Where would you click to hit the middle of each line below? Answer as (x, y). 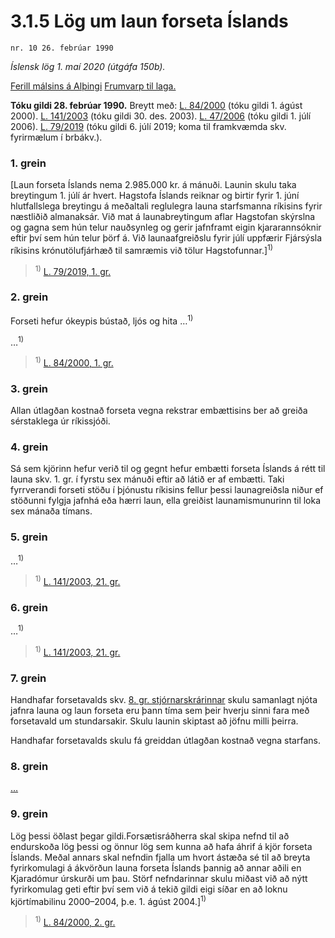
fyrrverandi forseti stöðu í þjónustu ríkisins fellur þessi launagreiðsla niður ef (167, 490)
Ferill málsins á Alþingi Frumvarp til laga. (93, 86)
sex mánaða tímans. (51, 511)
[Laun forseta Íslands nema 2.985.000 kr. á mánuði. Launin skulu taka (153, 185)
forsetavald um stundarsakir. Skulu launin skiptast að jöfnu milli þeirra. (154, 721)
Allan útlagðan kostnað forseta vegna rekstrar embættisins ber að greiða (159, 411)
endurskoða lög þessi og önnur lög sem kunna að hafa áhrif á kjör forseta (161, 846)
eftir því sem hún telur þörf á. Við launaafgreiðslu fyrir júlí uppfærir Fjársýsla (166, 238)
